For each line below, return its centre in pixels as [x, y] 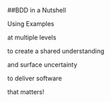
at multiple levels [32, 37]
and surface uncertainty [42, 65]
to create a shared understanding [56, 51]
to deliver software [35, 78]
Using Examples [31, 24]
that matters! [26, 92]
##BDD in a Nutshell [37, 10]
